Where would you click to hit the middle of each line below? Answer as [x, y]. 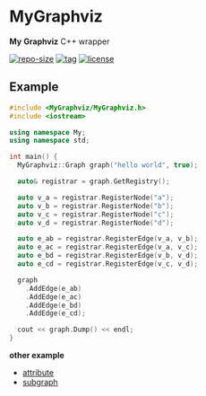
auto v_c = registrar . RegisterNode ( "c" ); [96, 214]
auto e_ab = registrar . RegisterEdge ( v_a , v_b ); [108, 239]
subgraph [40, 382]
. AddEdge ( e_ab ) [54, 288]
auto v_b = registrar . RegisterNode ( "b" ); [96, 206]
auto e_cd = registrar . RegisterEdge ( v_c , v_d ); [108, 264]
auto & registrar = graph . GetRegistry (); [94, 181]
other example [37, 355]
